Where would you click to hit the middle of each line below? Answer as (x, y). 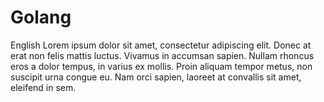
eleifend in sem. (43, 87)
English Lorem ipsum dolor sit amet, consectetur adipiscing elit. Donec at (161, 45)
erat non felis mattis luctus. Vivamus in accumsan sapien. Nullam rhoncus (162, 55)
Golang (41, 17)
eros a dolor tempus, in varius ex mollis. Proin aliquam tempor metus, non (161, 66)
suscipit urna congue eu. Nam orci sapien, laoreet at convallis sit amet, (156, 77)
